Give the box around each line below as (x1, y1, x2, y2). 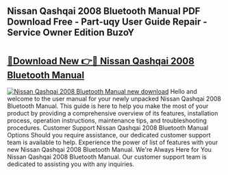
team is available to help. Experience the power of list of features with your (7, 138, 218, 146)
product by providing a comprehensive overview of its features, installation (7, 109, 218, 117)
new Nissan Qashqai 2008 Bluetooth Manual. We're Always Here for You (7, 146, 212, 153)
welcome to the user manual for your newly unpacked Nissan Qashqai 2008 (7, 95, 221, 103)
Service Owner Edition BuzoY (7, 27, 135, 38)
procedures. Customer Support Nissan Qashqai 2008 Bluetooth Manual (7, 124, 209, 132)
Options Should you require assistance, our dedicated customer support (7, 131, 211, 139)
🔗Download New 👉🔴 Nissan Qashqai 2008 (7, 55, 195, 67)
